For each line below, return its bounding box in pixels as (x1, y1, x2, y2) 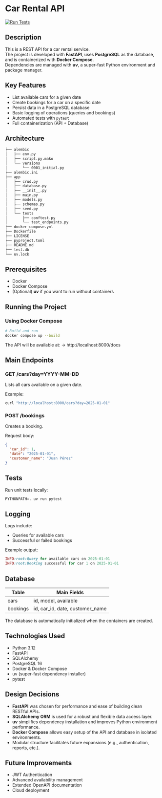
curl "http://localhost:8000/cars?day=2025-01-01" (5, 401, 110, 406)
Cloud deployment (12, 787, 50, 793)
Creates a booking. (5, 423, 43, 429)
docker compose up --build (5, 333, 60, 338)
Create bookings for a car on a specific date (12, 99, 101, 105)
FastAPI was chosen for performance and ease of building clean (12, 703, 142, 709)
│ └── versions (5, 161, 40, 166)
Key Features (5, 81, 46, 89)
